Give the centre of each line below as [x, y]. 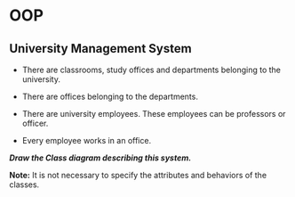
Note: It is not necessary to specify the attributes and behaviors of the [138, 175]
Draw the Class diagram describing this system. [100, 158]
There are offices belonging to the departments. [110, 96]
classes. [24, 185]
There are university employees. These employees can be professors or [154, 114]
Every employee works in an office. [87, 140]
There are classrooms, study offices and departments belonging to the [151, 70]
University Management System [101, 49]
